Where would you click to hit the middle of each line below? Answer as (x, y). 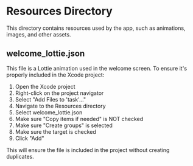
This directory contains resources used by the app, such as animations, (96, 28)
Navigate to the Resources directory (60, 106)
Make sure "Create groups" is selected (64, 125)
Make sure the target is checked (55, 131)
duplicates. (20, 156)
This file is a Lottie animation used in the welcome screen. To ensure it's (97, 68)
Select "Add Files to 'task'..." (51, 99)
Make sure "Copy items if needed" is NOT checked (79, 119)
